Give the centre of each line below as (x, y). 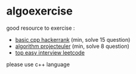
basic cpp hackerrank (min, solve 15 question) (73, 39)
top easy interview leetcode (50, 52)
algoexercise (39, 11)
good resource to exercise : (41, 28)
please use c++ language (38, 64)
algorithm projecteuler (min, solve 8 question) (72, 46)
